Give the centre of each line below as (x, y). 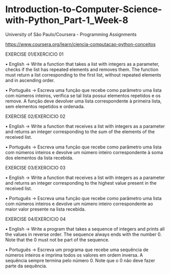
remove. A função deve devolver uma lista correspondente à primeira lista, (83, 101)
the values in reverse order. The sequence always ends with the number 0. (83, 234)
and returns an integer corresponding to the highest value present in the (81, 183)
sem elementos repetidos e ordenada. (45, 106)
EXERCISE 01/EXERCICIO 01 (34, 54)
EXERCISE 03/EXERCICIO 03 (35, 167)
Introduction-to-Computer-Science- (84, 9)
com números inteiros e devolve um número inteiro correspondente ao (79, 204)
